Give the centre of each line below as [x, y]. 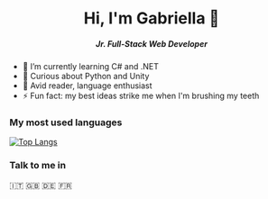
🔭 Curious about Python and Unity [86, 77]
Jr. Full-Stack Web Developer [152, 43]
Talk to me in [37, 166]
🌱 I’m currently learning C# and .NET [91, 67]
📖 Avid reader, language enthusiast [87, 86]
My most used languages [66, 122]
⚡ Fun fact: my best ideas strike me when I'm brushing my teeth [141, 96]
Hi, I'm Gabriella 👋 [152, 18]
